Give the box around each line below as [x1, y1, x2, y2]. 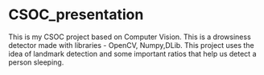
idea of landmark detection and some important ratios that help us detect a [8, 49, 257, 58]
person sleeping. [8, 57, 64, 67]
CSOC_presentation [8, 6, 144, 24]
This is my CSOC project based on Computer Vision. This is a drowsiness [8, 32, 251, 41]
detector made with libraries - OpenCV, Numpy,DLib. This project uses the [8, 40, 255, 49]
